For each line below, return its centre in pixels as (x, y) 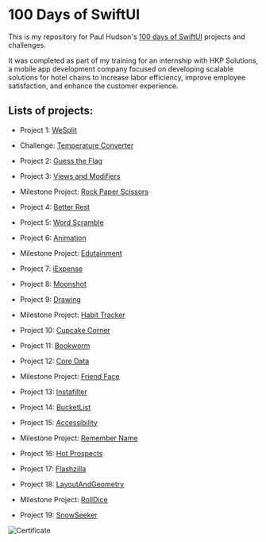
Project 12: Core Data (54, 361)
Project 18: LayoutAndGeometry (72, 484)
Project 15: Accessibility (58, 422)
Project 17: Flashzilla (53, 468)
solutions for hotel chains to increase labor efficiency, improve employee (127, 77)
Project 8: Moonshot (53, 284)
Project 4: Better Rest (54, 207)
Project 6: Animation (53, 238)
